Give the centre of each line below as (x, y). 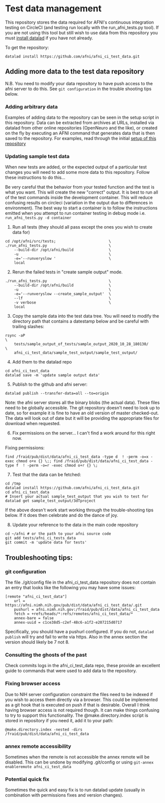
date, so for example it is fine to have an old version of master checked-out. (82, 413)
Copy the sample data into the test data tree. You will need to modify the (85, 316)
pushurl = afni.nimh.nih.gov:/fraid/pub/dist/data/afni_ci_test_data (87, 610)
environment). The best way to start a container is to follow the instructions (81, 208)
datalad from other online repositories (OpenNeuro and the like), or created (81, 128)
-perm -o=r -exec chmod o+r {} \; (62, 466)
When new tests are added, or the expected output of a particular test (76, 167)
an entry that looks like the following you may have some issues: (70, 588)
